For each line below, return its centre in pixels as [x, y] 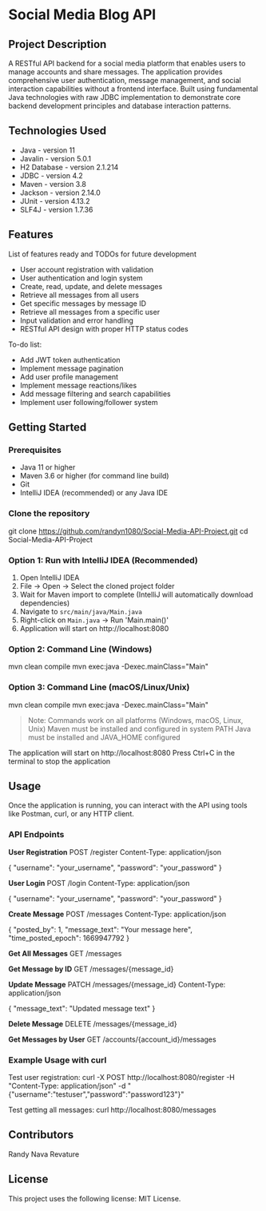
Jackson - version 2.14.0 [60, 193]
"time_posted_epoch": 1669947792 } [69, 938]
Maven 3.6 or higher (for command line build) [94, 476]
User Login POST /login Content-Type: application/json [99, 883]
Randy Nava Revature [44, 1154]
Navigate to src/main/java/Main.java [81, 611]
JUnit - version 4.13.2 [55, 201]
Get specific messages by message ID [83, 303]
